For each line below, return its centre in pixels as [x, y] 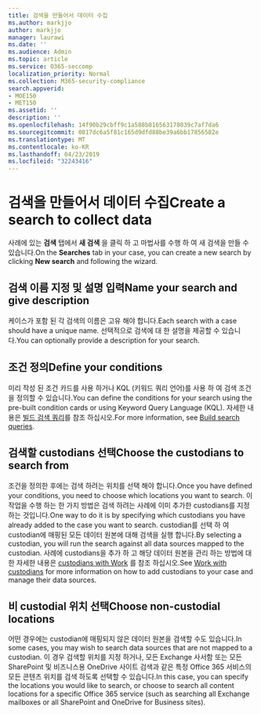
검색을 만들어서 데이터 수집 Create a [117, 203]
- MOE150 [22, 96]
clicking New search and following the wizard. [83, 262]
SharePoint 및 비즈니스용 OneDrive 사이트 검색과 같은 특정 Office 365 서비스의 [130, 667]
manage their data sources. [53, 580]
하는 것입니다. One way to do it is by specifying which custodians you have [127, 514]
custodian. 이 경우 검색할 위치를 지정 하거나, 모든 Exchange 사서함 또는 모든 [125, 657]
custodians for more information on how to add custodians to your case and [130, 571]
